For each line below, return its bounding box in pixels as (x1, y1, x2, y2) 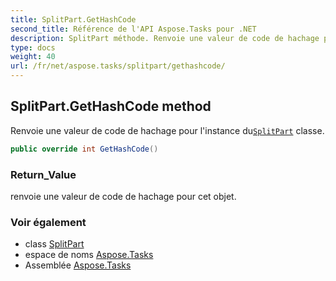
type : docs (10, 42, 56, 53)
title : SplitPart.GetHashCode (10, 14, 137, 25)
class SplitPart (24, 238, 85, 250)
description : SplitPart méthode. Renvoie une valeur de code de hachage (10, 33, 320, 43)
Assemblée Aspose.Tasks (24, 259, 132, 271)
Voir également (10, 215, 87, 229)
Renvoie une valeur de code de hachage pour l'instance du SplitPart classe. (10, 124, 325, 136)
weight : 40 (10, 52, 56, 62)
